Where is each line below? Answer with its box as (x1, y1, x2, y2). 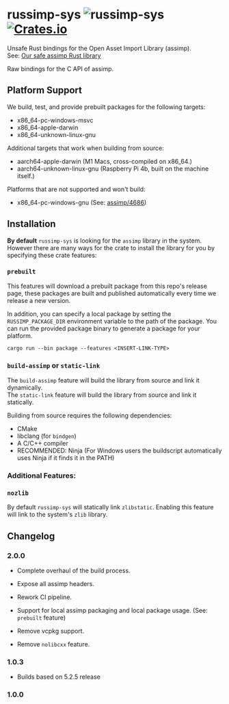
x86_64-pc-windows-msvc (16, 116, 94, 124)
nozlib (7, 489, 29, 497)
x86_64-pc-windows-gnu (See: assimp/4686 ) (16, 198, 147, 206)
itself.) (16, 171, 36, 180)
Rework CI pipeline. (16, 593, 72, 601)
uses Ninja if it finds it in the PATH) (16, 454, 115, 462)
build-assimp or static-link (7, 361, 100, 370)
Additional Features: (7, 471, 77, 481)
